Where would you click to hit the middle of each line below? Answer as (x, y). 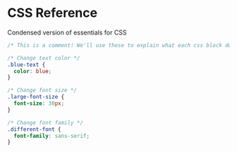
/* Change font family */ (45, 122)
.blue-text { (26, 65)
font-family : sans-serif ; (52, 136)
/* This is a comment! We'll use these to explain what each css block (115, 45)
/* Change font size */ (42, 90)
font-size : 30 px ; (39, 103)
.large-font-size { (36, 97)
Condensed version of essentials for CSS (67, 32)
